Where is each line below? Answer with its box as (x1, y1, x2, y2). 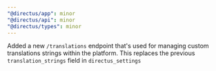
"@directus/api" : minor (7, 17, 76, 23)
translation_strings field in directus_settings (7, 57, 141, 65)
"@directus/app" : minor (7, 10, 76, 17)
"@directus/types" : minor (7, 23, 81, 30)
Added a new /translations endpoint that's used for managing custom (7, 42, 209, 50)
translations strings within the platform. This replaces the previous (7, 49, 195, 57)
